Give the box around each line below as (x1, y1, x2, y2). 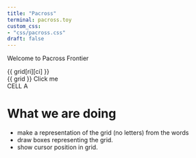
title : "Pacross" (7, 10, 57, 17)
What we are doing (7, 106, 117, 122)
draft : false (7, 36, 45, 42)
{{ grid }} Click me (7, 75, 58, 83)
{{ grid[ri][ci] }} (7, 68, 50, 76)
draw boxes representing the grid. (16, 136, 113, 144)
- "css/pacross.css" (7, 29, 66, 36)
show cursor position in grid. (16, 143, 98, 151)
